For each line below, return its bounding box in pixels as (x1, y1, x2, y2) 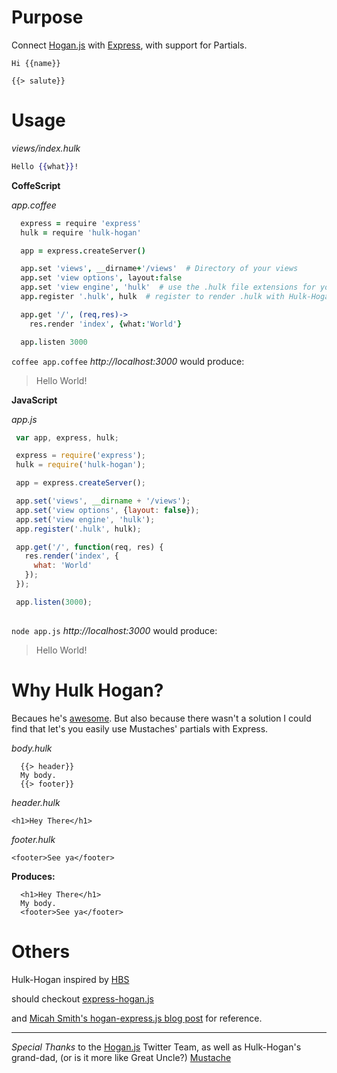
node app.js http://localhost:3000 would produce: (11, 624, 218, 636)
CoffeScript (11, 179, 61, 191)
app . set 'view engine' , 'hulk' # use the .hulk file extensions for (20, 282, 316, 293)
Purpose (11, 6, 84, 29)
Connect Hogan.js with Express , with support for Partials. (11, 39, 248, 51)
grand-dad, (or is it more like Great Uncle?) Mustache (11, 1051, 232, 1063)
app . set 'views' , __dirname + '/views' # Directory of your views (20, 264, 299, 274)
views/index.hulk (11, 142, 81, 154)
